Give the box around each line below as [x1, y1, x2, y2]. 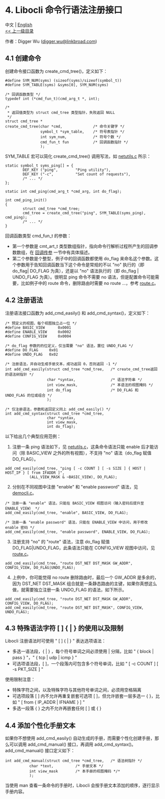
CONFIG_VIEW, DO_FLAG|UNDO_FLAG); [5, 565, 76, 570]
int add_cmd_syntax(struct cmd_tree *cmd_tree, [5, 411, 105, 416]
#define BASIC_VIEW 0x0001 [5, 325, 71, 330]
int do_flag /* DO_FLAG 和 [47, 387, 139, 392]
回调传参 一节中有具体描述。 [35, 249, 92, 255]
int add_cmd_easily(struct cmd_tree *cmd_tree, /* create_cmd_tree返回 [5, 367, 158, 372]
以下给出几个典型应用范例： [5, 433, 61, 439]
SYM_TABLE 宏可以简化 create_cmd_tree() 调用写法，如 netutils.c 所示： [5, 153, 151, 159]
